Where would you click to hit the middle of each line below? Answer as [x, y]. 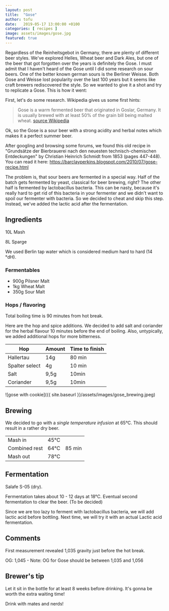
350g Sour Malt [29, 292]
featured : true [21, 38]
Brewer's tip [25, 576]
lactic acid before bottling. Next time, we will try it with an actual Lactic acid [84, 517]
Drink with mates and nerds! [35, 603]
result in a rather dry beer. [32, 428]
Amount [55, 349]
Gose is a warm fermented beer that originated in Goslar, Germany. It [89, 110]
